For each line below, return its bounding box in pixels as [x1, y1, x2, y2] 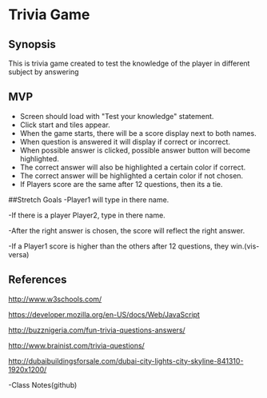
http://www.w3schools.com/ [8, 294, 102, 304]
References [8, 273, 67, 287]
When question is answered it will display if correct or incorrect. [19, 137, 230, 146]
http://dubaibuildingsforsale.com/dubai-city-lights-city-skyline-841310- [8, 356, 244, 365]
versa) [8, 249, 30, 259]
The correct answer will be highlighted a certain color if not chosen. [19, 170, 244, 181]
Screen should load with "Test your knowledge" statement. [19, 111, 214, 121]
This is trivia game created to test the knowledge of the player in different [8, 58, 250, 68]
